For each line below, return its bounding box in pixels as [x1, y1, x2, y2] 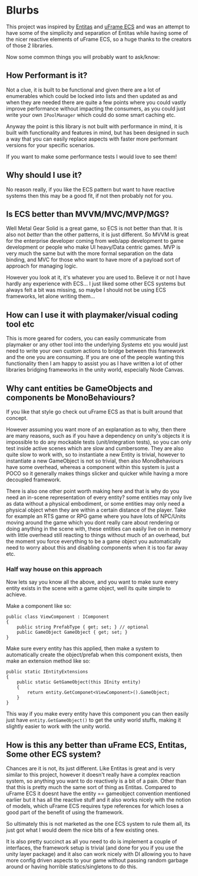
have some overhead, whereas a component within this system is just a [6, 464, 180, 470]
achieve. [6, 591, 27, 598]
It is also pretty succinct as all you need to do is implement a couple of [6, 838, 177, 845]
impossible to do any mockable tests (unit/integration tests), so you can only [6, 438, 192, 445]
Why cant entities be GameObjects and [6, 383, 153, 393]
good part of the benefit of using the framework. [6, 809, 124, 816]
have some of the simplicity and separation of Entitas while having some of [6, 29, 189, 36]
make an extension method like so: [6, 657, 90, 665]
